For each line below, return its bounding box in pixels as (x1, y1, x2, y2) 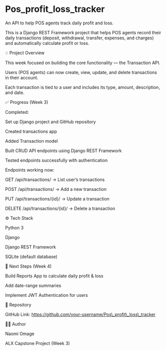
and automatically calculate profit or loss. (5, 40, 90, 46)
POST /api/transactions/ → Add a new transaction (5, 186, 107, 192)
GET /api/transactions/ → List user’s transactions (5, 176, 105, 182)
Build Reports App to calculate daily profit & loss (5, 272, 104, 279)
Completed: (5, 109, 29, 115)
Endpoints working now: (5, 167, 55, 173)
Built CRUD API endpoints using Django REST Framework (5, 148, 122, 154)
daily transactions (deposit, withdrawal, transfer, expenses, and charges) (5, 35, 154, 41)
